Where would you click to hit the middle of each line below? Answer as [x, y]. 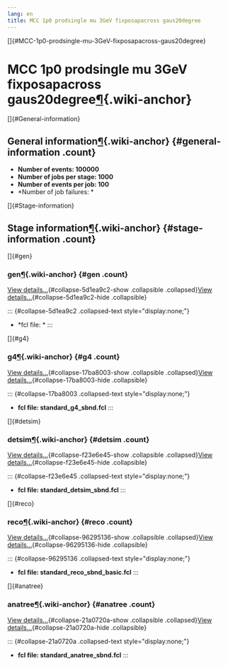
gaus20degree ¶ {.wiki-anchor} [100, 99]
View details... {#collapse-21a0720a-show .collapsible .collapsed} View [110, 620]
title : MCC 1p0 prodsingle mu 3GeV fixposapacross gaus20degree [104, 21]
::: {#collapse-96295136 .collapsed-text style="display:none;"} [99, 559]
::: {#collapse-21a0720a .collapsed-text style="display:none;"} [98, 641]
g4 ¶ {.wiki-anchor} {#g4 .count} [64, 357]
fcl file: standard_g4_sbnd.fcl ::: [65, 407]
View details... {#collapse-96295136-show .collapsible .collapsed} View [110, 537]
